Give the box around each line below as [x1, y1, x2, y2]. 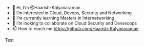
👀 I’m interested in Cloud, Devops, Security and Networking [12, 10, 132, 16]
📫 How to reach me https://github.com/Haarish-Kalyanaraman [12, 26, 139, 31]
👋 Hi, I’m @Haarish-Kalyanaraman [12, 5, 81, 10]
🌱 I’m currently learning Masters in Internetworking [12, 15, 115, 21]
